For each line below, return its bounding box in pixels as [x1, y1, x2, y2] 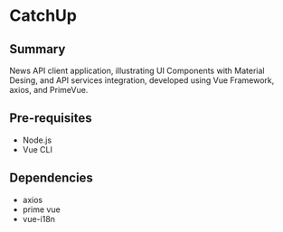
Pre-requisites [9, 110, 92, 126]
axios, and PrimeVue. [9, 85, 89, 95]
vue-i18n [22, 213, 56, 224]
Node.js [22, 135, 52, 145]
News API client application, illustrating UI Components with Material [9, 65, 265, 76]
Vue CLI [22, 144, 52, 154]
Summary [9, 42, 66, 57]
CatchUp [9, 5, 77, 26]
